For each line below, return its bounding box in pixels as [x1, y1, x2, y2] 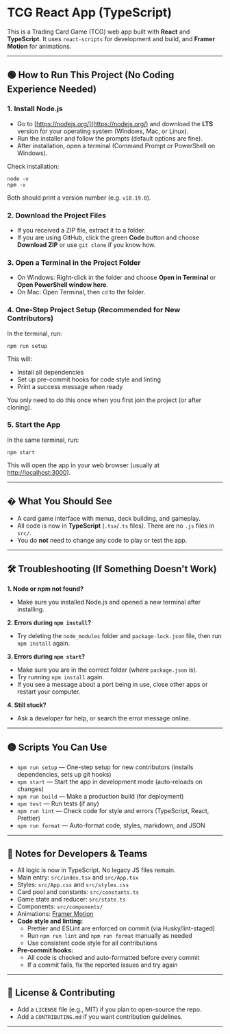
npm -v [7, 181, 26, 188]
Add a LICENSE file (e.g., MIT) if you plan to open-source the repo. [16, 1005, 202, 1013]
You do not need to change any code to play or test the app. [16, 536, 188, 544]
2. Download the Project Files [7, 211, 106, 220]
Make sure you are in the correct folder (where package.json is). [16, 666, 198, 674]
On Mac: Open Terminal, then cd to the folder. [16, 288, 146, 296]
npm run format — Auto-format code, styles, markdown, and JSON [16, 821, 205, 830]
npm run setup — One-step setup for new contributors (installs [16, 763, 194, 771]
